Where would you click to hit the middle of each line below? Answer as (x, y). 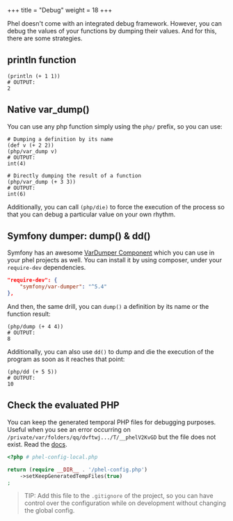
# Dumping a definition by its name (60, 139)
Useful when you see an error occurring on (69, 429)
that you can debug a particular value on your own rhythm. (91, 214)
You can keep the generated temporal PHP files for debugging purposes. (112, 422)
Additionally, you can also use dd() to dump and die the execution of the (111, 352)
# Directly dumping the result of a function (74, 176)
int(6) (17, 194)
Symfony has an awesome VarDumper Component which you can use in (111, 253)
